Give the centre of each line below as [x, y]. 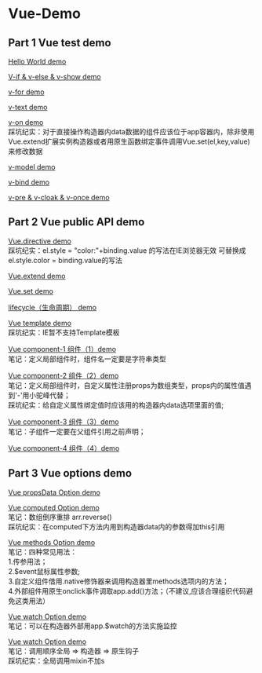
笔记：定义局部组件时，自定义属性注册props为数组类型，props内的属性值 [126, 385]
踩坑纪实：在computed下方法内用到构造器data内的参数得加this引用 [116, 526]
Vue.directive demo [40, 241]
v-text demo [28, 107]
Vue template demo [40, 323]
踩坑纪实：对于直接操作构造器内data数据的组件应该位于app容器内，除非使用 [131, 132]
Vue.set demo [31, 291]
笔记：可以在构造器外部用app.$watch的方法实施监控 [93, 626]
